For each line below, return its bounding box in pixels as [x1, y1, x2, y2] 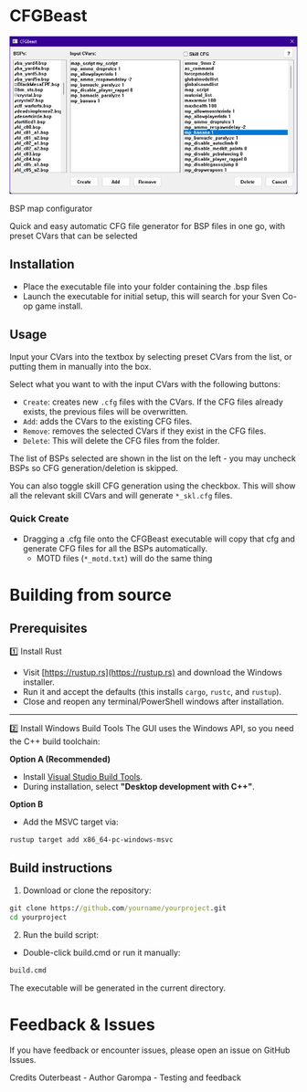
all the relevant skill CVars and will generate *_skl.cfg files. [9, 489, 233, 500]
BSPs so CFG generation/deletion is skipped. [9, 462, 178, 473]
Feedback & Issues [9, 1014, 155, 1035]
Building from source [9, 585, 172, 605]
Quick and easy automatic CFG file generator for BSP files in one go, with [9, 220, 286, 231]
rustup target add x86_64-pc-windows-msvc [9, 835, 174, 845]
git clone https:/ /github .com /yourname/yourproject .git [9, 903, 227, 913]
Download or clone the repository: [22, 885, 152, 896]
